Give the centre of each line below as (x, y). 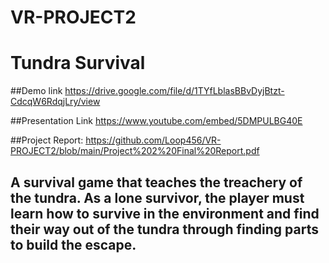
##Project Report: (47, 140)
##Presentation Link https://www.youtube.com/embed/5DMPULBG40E (156, 121)
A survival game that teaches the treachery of (156, 182)
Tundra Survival (78, 63)
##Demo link (36, 91)
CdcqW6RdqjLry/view (55, 102)
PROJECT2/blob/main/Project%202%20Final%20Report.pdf (135, 151)
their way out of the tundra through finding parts (164, 229)
